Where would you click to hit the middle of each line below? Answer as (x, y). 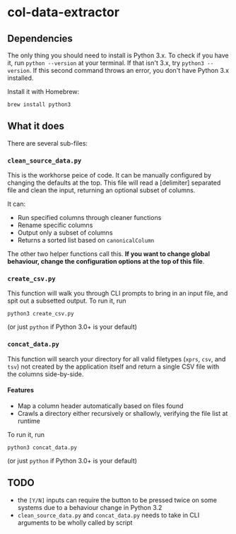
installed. (20, 78)
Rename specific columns (55, 225)
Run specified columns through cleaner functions (89, 218)
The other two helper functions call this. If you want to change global (109, 254)
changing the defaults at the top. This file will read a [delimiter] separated (114, 183)
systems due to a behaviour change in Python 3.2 (90, 507)
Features (20, 390)
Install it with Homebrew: (43, 92)
